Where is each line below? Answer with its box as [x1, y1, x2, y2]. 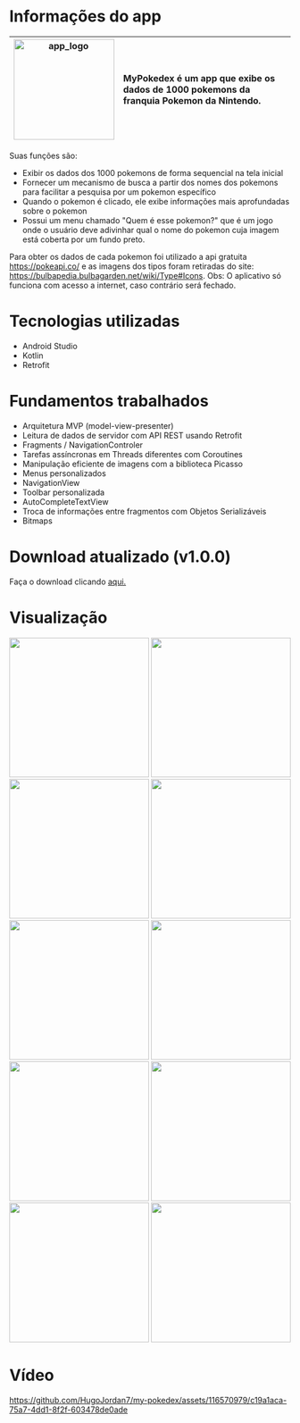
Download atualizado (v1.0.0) [9, 547, 231, 566]
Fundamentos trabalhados [9, 391, 209, 412]
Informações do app [9, 6, 162, 27]
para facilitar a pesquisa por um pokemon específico [21, 186, 217, 197]
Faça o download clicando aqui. [9, 576, 127, 587]
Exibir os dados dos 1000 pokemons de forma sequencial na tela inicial [21, 167, 284, 178]
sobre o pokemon [21, 205, 87, 216]
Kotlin [21, 350, 44, 361]
